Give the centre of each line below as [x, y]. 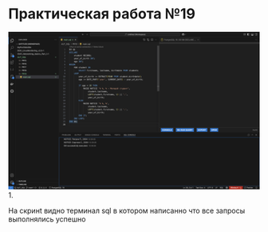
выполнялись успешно [47, 219]
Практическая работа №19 [102, 14]
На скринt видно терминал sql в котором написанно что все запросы [127, 210]
